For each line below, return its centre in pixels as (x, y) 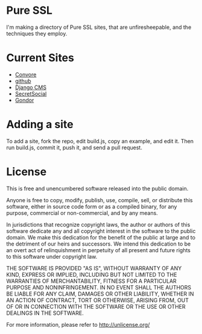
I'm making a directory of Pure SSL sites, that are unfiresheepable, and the (99, 27)
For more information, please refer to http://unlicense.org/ (78, 324)
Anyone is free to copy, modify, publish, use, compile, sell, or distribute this (99, 200)
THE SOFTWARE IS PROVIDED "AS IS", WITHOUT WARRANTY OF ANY (94, 268)
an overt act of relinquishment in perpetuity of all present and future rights (99, 250)
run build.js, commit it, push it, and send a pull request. (74, 147)
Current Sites (40, 58)
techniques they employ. (37, 33)
